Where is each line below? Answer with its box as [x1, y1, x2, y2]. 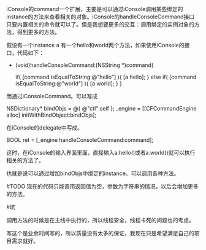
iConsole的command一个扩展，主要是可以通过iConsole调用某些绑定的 [6, 6, 183, 12]
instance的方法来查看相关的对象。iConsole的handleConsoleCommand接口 [6, 13, 195, 20]
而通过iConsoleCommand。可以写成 [6, 93, 98, 100]
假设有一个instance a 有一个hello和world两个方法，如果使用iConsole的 [6, 42, 185, 49]
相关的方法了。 [6, 157, 44, 164]
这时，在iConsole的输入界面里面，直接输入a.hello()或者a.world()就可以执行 [6, 149, 196, 156]
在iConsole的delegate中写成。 [6, 124, 83, 131]
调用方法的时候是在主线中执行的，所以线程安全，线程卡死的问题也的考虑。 [6, 217, 194, 224]
